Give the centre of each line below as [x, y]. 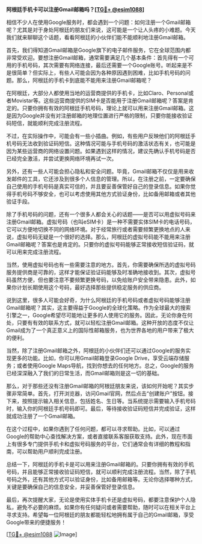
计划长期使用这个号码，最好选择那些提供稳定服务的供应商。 [90, 287]
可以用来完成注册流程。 [35, 252]
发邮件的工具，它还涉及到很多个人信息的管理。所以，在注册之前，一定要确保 [101, 179]
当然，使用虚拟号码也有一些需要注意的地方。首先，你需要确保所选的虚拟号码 [101, 265]
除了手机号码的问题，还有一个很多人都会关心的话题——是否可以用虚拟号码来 [101, 214]
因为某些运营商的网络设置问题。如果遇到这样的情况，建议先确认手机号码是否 [101, 151]
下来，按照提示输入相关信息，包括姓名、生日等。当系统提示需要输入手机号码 [101, 401]
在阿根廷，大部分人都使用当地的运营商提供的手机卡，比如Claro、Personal [97, 93]
